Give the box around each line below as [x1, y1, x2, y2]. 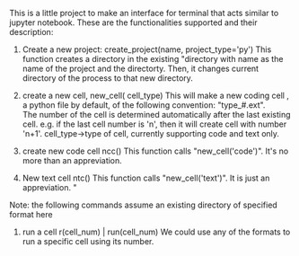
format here [9, 209, 53, 219]
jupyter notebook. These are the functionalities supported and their [9, 17, 258, 28]
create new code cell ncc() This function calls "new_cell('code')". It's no [22, 146, 289, 156]
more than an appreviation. [22, 155, 123, 165]
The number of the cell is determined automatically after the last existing [22, 110, 291, 119]
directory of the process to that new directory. [22, 73, 193, 84]
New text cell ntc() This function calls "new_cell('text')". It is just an [22, 172, 270, 183]
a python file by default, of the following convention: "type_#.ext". [22, 100, 266, 110]
